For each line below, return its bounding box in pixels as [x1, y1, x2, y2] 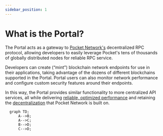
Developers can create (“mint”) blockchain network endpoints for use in [5, 64, 150, 70]
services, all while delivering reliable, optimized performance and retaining [5, 94, 156, 100]
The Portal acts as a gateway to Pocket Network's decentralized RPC [5, 45, 144, 50]
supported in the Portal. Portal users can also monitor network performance [5, 74, 158, 81]
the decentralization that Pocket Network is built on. [5, 100, 110, 106]
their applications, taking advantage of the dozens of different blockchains [5, 69, 155, 75]
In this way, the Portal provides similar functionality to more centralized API [5, 89, 157, 95]
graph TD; [9, 109, 29, 114]
